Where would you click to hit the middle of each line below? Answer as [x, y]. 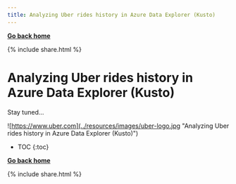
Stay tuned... [26, 112]
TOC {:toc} [33, 147]
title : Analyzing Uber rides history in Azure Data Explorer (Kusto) [112, 15]
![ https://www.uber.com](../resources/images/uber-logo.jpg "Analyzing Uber [118, 126]
